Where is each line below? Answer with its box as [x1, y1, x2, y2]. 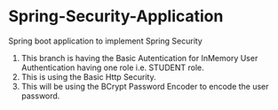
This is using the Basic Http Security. [20, 71, 156, 82]
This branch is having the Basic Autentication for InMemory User [20, 52, 258, 63]
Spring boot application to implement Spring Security [8, 35, 203, 46]
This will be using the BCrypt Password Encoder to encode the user [20, 81, 269, 91]
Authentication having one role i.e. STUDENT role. [20, 62, 205, 73]
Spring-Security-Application [8, 6, 224, 27]
